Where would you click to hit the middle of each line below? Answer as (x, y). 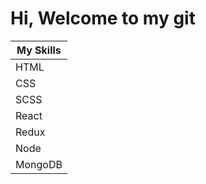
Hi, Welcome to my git (103, 18)
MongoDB (39, 164)
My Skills (39, 50)
